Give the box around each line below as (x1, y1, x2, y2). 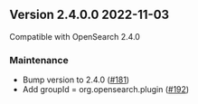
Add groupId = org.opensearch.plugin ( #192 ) (22, 84, 190, 95)
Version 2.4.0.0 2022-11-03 (9, 7, 170, 23)
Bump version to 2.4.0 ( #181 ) (22, 74, 129, 85)
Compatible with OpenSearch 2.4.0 (9, 31, 140, 42)
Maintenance (9, 53, 70, 66)
